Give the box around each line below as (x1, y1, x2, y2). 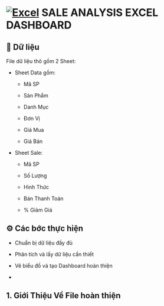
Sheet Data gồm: (14, 69, 56, 76)
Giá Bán (23, 138, 43, 145)
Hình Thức (23, 184, 49, 190)
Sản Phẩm (23, 92, 48, 99)
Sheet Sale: (14, 149, 43, 156)
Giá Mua (23, 126, 44, 133)
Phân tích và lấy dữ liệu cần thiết (14, 250, 94, 258)
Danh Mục (23, 103, 49, 110)
